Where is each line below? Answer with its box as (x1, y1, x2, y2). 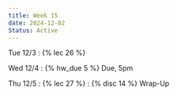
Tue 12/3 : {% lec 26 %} (8, 48, 86, 58)
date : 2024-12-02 (8, 19, 66, 27)
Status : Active (8, 26, 58, 34)
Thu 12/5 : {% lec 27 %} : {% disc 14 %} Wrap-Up (8, 79, 170, 88)
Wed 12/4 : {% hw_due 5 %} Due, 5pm (8, 63, 134, 73)
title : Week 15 (8, 11, 58, 20)
